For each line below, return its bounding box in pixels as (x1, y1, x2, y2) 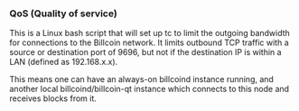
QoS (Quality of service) (9, 7, 117, 20)
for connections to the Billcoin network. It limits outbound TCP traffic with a (9, 37, 289, 48)
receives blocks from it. (9, 93, 98, 104)
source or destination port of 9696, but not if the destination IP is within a (9, 47, 282, 58)
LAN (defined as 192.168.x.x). (9, 57, 118, 68)
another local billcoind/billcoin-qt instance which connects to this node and (9, 84, 290, 95)
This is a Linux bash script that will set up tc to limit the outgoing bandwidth (9, 28, 291, 39)
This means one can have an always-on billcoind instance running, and (9, 74, 274, 85)
